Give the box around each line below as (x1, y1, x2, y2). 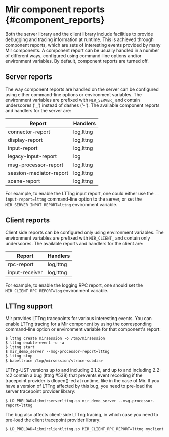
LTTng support (5, 302, 53, 310)
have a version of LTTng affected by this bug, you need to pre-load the (5, 383, 153, 389)
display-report (8, 136, 43, 143)
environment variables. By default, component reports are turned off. (5, 58, 149, 64)
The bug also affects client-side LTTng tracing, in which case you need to (5, 412, 158, 418)
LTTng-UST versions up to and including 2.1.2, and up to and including (5, 367, 152, 373)
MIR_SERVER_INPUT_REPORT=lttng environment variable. (5, 201, 118, 207)
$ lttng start (5, 345, 35, 350)
